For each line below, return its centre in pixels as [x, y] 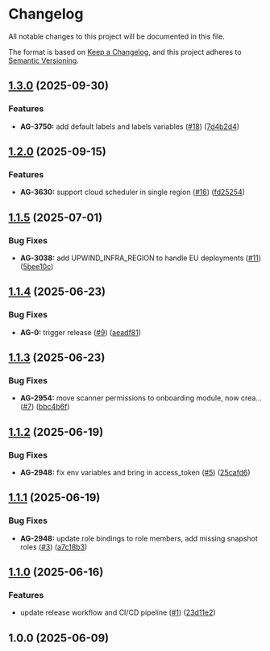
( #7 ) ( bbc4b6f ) [45, 407]
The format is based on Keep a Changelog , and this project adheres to [125, 52]
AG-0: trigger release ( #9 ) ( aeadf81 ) [81, 332]
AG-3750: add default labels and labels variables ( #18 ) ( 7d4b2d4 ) [130, 126]
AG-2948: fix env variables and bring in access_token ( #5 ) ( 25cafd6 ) [135, 473]
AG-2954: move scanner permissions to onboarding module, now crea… [141, 398]
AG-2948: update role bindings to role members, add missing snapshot [139, 538]
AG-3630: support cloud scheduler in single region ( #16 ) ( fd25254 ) [133, 192]
